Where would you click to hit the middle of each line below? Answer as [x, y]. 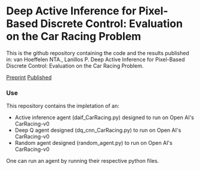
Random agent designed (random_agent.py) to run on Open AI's [94, 143]
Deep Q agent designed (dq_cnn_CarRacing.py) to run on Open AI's [98, 130]
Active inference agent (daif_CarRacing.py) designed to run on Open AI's [104, 117]
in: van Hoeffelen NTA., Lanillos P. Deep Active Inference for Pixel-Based [96, 59]
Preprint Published [29, 77]
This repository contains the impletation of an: [63, 106]
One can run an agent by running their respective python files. [83, 161]
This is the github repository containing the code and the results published [98, 53]
